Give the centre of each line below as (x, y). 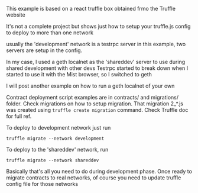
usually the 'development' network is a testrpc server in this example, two (96, 44)
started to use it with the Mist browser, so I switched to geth (79, 74)
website (16, 15)
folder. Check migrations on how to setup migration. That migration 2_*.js (95, 104)
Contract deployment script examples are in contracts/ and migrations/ (92, 97)
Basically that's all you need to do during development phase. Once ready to (99, 171)
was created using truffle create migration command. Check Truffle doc (97, 110)
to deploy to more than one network (50, 33)
